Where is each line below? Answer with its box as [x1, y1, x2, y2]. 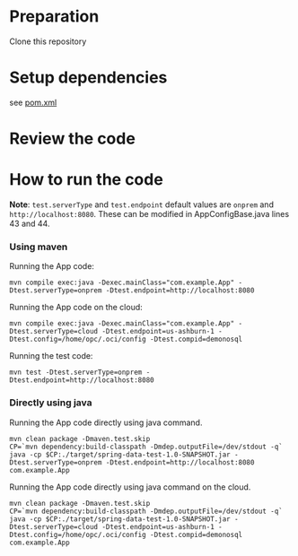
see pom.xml [9, 97, 57, 108]
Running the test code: [9, 351, 93, 361]
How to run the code [9, 169, 163, 190]
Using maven [9, 240, 68, 253]
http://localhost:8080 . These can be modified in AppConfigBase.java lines [9, 209, 290, 219]
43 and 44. [9, 218, 50, 229]
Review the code [9, 128, 136, 149]
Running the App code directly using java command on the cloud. [9, 482, 251, 492]
